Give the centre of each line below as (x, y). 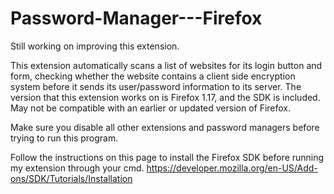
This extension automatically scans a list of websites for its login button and (166, 65)
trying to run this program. (64, 138)
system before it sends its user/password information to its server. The (156, 86)
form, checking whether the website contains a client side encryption (153, 76)
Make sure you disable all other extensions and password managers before (165, 127)
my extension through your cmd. (77, 168)
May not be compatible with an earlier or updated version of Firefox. (151, 108)
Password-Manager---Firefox (136, 18)
